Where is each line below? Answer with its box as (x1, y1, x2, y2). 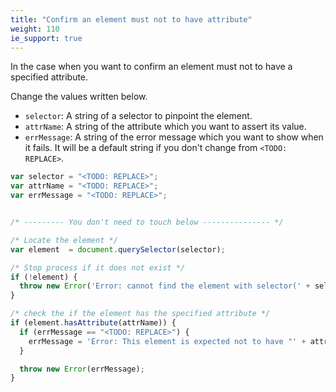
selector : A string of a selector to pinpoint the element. (24, 110, 253, 122)
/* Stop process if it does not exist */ (10, 262, 186, 273)
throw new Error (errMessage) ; (19, 364, 145, 374)
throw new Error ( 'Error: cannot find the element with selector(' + (19, 281, 311, 291)
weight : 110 (10, 24, 60, 34)
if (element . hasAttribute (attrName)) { (10, 318, 177, 328)
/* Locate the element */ (10, 235, 118, 245)
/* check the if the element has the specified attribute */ (10, 309, 271, 319)
